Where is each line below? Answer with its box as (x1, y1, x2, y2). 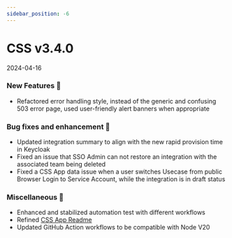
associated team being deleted (16, 160, 106, 169)
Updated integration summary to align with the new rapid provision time (16, 138, 224, 146)
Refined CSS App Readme (16, 216, 92, 224)
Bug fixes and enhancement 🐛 (6, 122, 110, 132)
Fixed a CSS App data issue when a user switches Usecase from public (16, 167, 223, 176)
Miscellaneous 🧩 (6, 192, 64, 202)
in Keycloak (16, 145, 50, 154)
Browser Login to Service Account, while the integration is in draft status (16, 175, 226, 183)
